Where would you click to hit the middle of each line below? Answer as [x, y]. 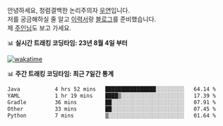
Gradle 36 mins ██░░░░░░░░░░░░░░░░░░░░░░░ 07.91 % [112, 102]
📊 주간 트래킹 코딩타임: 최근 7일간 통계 [61, 74]
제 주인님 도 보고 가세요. [40, 28]
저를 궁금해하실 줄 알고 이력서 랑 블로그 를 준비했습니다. [82, 19]
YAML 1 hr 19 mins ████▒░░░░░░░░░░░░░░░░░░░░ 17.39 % [112, 96]
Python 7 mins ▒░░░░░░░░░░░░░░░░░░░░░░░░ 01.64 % [112, 115]
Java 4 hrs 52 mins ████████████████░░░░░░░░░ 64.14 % [112, 89]
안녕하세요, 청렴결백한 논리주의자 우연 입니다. [69, 10]
